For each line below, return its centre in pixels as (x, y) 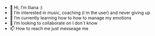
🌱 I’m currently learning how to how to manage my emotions (70, 18)
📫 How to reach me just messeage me (49, 28)
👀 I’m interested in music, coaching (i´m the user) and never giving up (80, 13)
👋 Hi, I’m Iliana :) (26, 8)
